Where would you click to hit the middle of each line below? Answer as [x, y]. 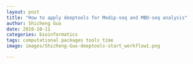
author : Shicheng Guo [34, 23]
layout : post [23, 12]
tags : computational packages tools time [60, 40]
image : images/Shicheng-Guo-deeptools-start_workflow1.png [83, 46]
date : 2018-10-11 [28, 29]
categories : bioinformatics [42, 35]
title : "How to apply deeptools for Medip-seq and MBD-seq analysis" [97, 18]
